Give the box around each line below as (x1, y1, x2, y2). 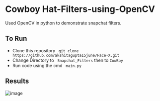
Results (5, 77, 29, 86)
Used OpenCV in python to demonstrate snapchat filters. (5, 20, 122, 26)
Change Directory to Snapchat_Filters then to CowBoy (12, 57, 123, 63)
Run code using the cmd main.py (12, 62, 82, 68)
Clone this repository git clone (12, 47, 79, 53)
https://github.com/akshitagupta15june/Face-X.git (12, 53, 120, 58)
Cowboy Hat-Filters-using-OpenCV (5, 3, 155, 15)
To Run (5, 34, 27, 43)
